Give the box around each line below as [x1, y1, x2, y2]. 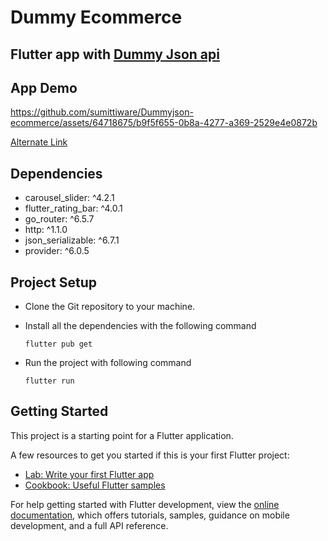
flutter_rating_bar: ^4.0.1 [24, 202, 123, 215]
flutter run [24, 376, 75, 386]
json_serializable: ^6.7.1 [24, 234, 120, 246]
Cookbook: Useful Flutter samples [24, 479, 166, 491]
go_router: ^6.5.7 [24, 213, 95, 225]
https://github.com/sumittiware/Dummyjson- [10, 106, 194, 118]
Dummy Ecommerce [10, 6, 183, 29]
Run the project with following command [24, 357, 192, 369]
